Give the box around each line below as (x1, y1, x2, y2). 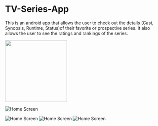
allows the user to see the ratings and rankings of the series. (5, 30, 128, 36)
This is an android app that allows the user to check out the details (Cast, (5, 20, 154, 26)
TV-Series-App (5, 3, 69, 15)
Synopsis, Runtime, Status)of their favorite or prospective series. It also (5, 25, 150, 31)
